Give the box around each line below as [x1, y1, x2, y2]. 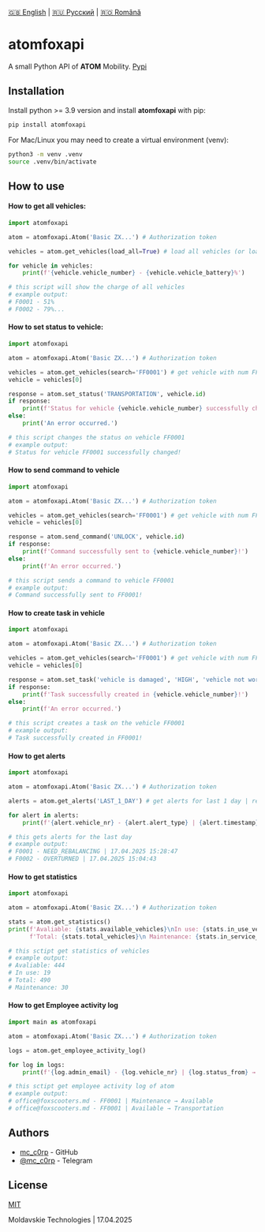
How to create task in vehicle [8, 608, 105, 617]
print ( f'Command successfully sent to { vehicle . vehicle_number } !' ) [22, 548, 248, 556]
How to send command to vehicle [8, 466, 120, 475]
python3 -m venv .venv [8, 150, 83, 158]
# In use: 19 [8, 969, 51, 977]
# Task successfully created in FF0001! [8, 734, 144, 742]
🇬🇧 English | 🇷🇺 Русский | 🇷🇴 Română [8, 8, 142, 17]
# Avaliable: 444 [8, 961, 65, 970]
